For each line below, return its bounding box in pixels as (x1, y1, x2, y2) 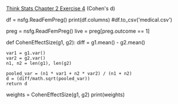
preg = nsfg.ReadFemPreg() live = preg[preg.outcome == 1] (6, 27, 150, 34)
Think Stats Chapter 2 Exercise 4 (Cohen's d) (6, 5, 115, 12)
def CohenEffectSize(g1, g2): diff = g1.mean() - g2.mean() (6, 39, 145, 46)
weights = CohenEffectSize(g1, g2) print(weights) (6, 91, 125, 98)
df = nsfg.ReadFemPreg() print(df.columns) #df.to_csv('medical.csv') (6, 16, 173, 23)
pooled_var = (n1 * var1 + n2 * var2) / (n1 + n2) (6, 71, 132, 77)
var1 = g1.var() (6, 50, 46, 56)
